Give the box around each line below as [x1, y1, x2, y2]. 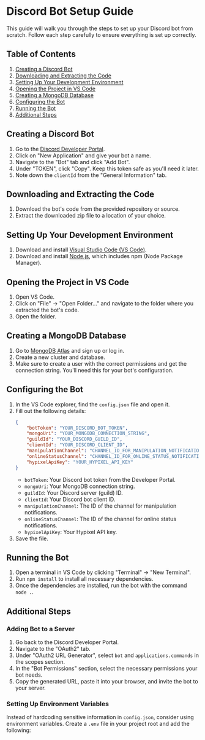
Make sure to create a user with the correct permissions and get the [15, 360, 187, 367]
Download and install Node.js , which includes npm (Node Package [15, 253, 184, 260]
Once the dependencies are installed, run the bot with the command [15, 582, 187, 589]
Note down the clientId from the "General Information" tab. [15, 171, 167, 179]
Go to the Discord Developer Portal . [15, 145, 105, 152]
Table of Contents [6, 49, 76, 60]
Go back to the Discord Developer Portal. [15, 639, 119, 646]
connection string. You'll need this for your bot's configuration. [15, 366, 174, 374]
